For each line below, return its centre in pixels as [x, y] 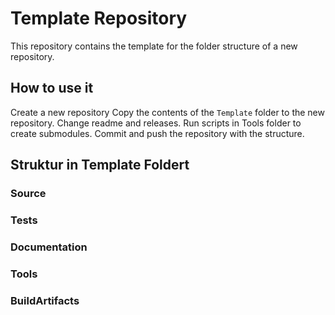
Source [28, 194]
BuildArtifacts [45, 300]
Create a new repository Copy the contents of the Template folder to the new [167, 112]
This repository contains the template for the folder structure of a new [154, 46]
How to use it [52, 88]
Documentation [49, 247]
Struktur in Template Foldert [100, 165]
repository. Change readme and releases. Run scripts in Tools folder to [156, 123]
